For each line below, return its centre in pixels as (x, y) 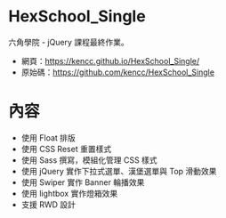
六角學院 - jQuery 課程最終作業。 (69, 42)
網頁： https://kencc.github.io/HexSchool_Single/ (110, 61)
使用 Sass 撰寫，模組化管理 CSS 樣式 (89, 160)
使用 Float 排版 (48, 137)
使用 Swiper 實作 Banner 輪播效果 (83, 182)
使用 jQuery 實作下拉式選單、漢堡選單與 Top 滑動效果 (119, 171)
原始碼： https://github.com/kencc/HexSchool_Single (118, 72)
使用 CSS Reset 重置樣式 (66, 149)
